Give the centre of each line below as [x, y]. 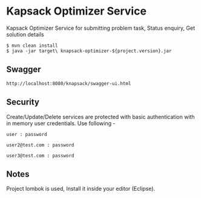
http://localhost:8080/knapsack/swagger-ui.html [69, 83]
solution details [25, 34]
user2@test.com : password [40, 145]
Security [23, 102]
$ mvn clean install [32, 46]
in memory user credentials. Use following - [61, 123]
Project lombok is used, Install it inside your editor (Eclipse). [81, 189]
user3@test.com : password [40, 155]
